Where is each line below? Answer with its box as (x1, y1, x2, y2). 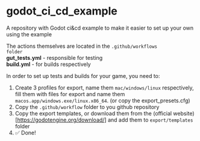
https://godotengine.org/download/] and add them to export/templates (17, 116, 193, 123)
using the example (6, 30, 52, 38)
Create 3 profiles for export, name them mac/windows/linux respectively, (14, 84, 194, 91)
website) (173, 110, 195, 117)
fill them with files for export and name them (14, 90, 125, 97)
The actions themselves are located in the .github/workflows (6, 42, 158, 50)
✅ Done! (14, 129, 36, 136)
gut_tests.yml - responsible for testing (6, 54, 103, 61)
